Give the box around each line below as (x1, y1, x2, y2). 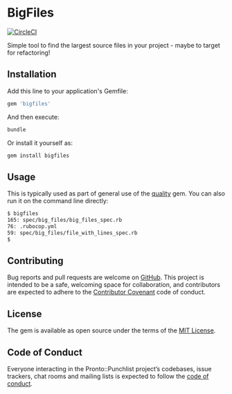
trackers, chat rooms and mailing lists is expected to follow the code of (7, 372, 209, 380)
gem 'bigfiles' (7, 100, 51, 107)
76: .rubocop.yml (7, 223, 57, 229)
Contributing (7, 254, 64, 267)
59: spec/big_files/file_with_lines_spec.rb (7, 229, 138, 236)
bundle (7, 126, 26, 133)
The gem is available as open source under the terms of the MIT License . (7, 326, 216, 335)
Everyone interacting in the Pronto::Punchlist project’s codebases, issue (7, 365, 213, 373)
